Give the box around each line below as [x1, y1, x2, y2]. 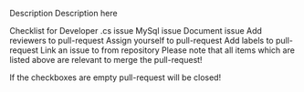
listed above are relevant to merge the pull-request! [9, 55, 203, 65]
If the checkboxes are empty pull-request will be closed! [9, 72, 222, 83]
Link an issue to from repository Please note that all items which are [40, 45, 295, 56]
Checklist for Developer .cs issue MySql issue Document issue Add [9, 26, 263, 36]
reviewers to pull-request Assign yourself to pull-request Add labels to [9, 36, 274, 46]
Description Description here [9, 8, 118, 18]
